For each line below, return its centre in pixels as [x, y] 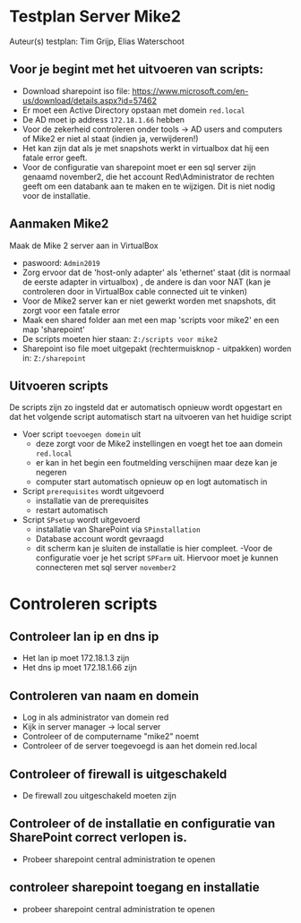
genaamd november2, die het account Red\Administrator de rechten [148, 176]
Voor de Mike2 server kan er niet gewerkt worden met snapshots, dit [149, 301]
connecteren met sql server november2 [106, 568]
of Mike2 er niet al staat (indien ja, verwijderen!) [110, 138]
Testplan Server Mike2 [95, 17]
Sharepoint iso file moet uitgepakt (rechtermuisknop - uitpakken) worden [157, 348]
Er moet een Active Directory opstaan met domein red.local [133, 110]
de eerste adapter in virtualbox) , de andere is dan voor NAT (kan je [146, 282]
